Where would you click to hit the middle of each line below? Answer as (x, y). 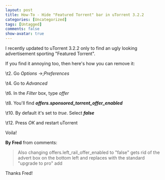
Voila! (11, 133)
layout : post (19, 10)
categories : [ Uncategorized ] (36, 19)
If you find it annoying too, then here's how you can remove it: (70, 63)
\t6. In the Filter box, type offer (37, 93)
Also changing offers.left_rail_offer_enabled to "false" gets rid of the (89, 152)
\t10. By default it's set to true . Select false (50, 113)
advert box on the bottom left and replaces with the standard (81, 158)
